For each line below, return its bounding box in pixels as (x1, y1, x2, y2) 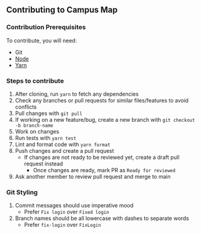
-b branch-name (14, 122, 54, 129)
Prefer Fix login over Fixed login (24, 209, 110, 216)
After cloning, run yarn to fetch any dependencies (14, 90, 139, 98)
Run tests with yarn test (14, 134, 77, 141)
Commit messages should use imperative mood (14, 202, 134, 209)
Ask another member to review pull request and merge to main (14, 173, 171, 180)
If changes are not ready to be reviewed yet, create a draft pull (24, 153, 180, 161)
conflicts (14, 103, 37, 110)
